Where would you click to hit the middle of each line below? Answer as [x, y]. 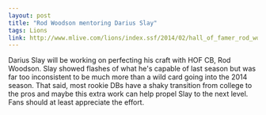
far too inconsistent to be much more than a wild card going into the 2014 [128, 77]
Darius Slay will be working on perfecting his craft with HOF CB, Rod [120, 60]
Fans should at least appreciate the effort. [76, 102]
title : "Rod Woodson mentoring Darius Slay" [83, 23]
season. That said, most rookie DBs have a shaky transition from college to [130, 86]
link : [17, 38]
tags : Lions [28, 30]
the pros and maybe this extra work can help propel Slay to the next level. [128, 94]
